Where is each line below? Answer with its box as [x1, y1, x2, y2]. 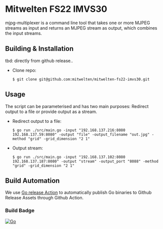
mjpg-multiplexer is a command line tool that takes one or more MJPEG [5, 20, 150, 26]
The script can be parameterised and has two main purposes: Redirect [5, 103, 149, 109]
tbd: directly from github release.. [5, 58, 73, 64]
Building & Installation [5, 44, 74, 53]
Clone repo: [12, 67, 37, 73]
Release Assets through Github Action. [5, 195, 84, 201]
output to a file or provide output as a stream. [5, 109, 97, 114]
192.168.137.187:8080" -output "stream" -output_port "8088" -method [12, 159, 159, 164]
